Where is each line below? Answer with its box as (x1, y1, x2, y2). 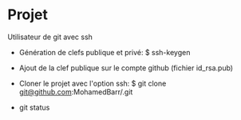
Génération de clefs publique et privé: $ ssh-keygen (18, 47, 191, 57)
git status (18, 102, 50, 112)
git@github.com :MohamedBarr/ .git (18, 86, 133, 97)
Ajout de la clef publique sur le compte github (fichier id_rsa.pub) (18, 62, 233, 73)
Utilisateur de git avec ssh (7, 32, 93, 42)
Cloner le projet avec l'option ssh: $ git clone (18, 78, 167, 88)
